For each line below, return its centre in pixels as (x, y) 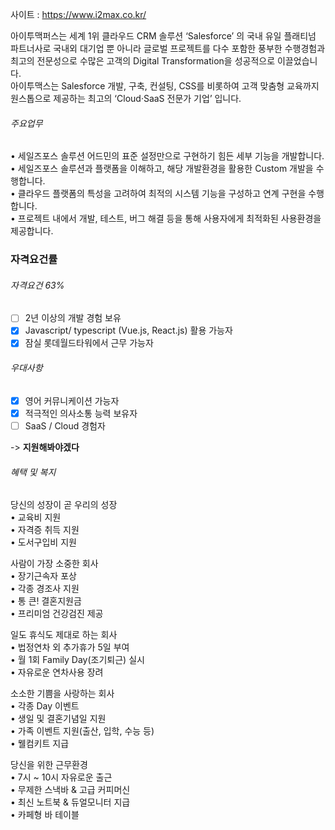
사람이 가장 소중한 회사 (54, 564)
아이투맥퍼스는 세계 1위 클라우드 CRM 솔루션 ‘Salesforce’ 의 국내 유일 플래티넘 (163, 36)
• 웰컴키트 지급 (40, 744)
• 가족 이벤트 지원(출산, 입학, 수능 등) (82, 731)
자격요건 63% (37, 285)
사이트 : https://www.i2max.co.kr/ (78, 14)
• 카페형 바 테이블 (45, 815)
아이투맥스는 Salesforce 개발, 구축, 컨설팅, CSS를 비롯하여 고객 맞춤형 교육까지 (165, 86)
